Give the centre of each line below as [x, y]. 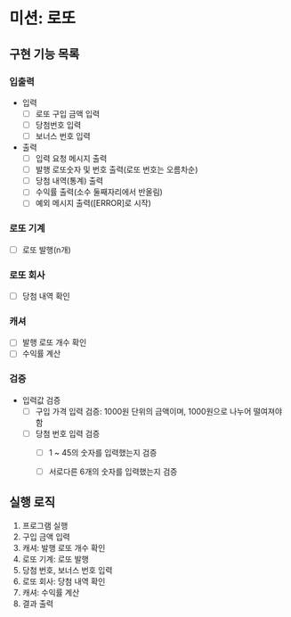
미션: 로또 [43, 18]
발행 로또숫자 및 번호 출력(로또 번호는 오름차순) [117, 169]
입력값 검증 [41, 400]
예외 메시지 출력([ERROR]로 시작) [93, 203]
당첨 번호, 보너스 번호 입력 [67, 570]
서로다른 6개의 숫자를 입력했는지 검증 [113, 472]
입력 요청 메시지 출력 [71, 159]
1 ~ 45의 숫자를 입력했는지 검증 [103, 452]
